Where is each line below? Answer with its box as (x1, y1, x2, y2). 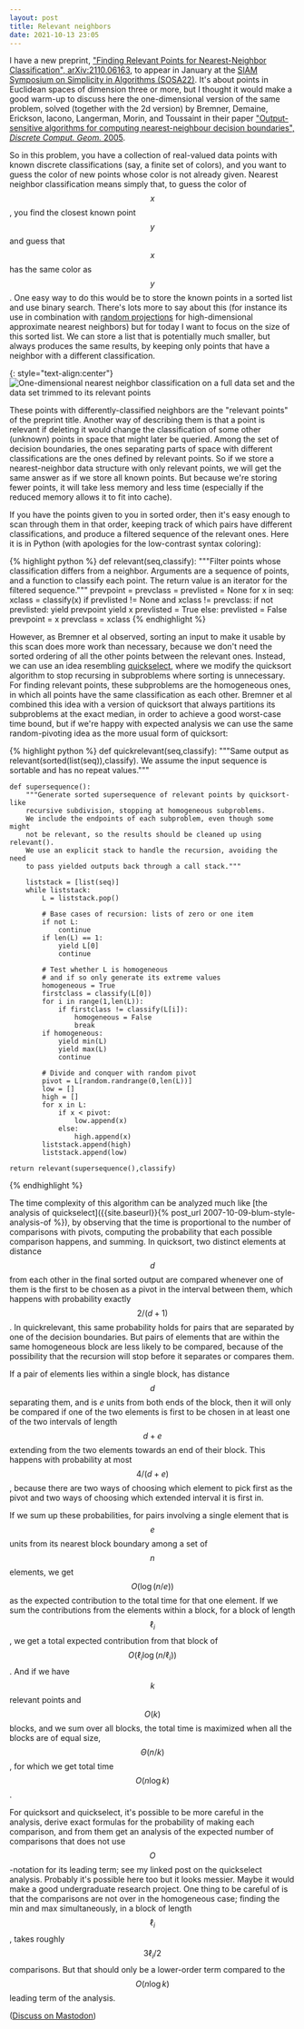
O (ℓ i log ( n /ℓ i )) (128, 1650, 177, 1663)
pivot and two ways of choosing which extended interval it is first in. (9, 1492, 264, 1504)
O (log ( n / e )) (131, 1581, 174, 1592)
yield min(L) (57, 1037, 107, 1046)
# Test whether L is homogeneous (42, 965, 169, 975)
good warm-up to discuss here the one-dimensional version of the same (9, 94, 280, 104)
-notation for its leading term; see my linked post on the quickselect (9, 1864, 263, 1875)
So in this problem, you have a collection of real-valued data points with (9, 150, 278, 161)
